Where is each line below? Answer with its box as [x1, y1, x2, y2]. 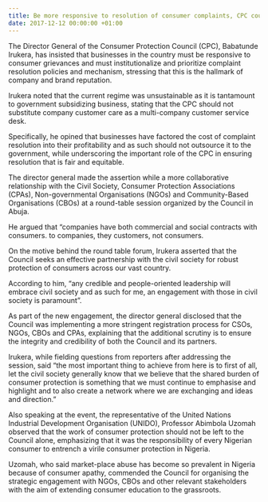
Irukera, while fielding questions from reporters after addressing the [8, 352, 231, 361]
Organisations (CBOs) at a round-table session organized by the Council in [8, 197, 254, 208]
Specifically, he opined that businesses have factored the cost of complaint [8, 131, 256, 141]
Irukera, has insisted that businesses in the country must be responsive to [8, 50, 251, 59]
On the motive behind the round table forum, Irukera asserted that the [8, 245, 237, 256]
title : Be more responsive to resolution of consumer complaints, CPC [8, 11, 248, 20]
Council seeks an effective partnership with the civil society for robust [8, 254, 239, 264]
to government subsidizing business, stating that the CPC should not [8, 99, 234, 109]
